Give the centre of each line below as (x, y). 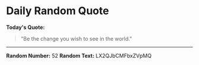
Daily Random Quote (58, 11)
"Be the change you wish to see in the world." (76, 38)
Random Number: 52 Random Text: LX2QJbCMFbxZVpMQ (79, 56)
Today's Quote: (25, 27)
